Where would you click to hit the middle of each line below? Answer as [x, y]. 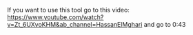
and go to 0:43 [165, 24]
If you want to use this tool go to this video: [68, 10]
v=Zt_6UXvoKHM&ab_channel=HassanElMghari [75, 24]
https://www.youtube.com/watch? [55, 17]
